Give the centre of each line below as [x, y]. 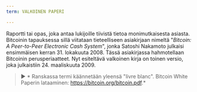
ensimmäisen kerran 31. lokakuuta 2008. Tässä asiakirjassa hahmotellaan [95, 52]
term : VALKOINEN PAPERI [35, 11]
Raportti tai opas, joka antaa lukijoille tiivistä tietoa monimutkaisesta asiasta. [98, 34]
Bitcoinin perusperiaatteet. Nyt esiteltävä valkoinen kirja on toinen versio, [95, 58]
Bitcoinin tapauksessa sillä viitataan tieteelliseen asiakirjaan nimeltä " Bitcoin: [99, 40]
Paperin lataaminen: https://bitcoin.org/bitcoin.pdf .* [83, 83]
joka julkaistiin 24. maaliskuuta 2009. [51, 65]
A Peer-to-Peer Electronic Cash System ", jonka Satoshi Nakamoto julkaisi [95, 46]
